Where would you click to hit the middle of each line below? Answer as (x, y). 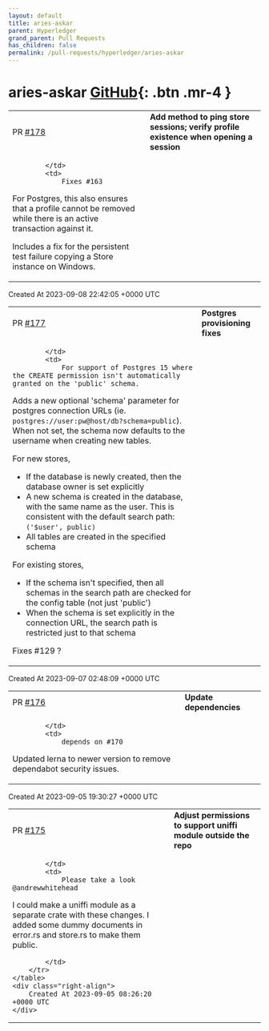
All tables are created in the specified (96, 536)
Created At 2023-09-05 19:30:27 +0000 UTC (83, 796)
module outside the (211, 835)
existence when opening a (201, 137)
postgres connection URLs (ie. (69, 411)
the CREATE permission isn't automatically (96, 375)
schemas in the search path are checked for (109, 592)
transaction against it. (53, 228)
